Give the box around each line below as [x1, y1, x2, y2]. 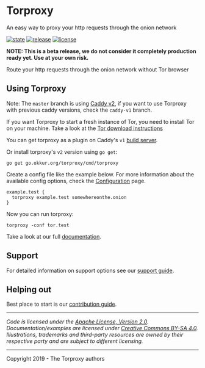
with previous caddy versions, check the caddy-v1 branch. [6, 106, 153, 114]
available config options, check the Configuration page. [6, 177, 146, 184]
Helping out [6, 284, 52, 295]
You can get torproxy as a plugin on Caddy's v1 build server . [6, 136, 158, 143]
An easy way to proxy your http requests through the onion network [6, 24, 177, 31]
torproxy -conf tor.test [6, 222, 70, 228]
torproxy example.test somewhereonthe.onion [12, 194, 127, 200]
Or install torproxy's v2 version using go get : [6, 148, 118, 156]
